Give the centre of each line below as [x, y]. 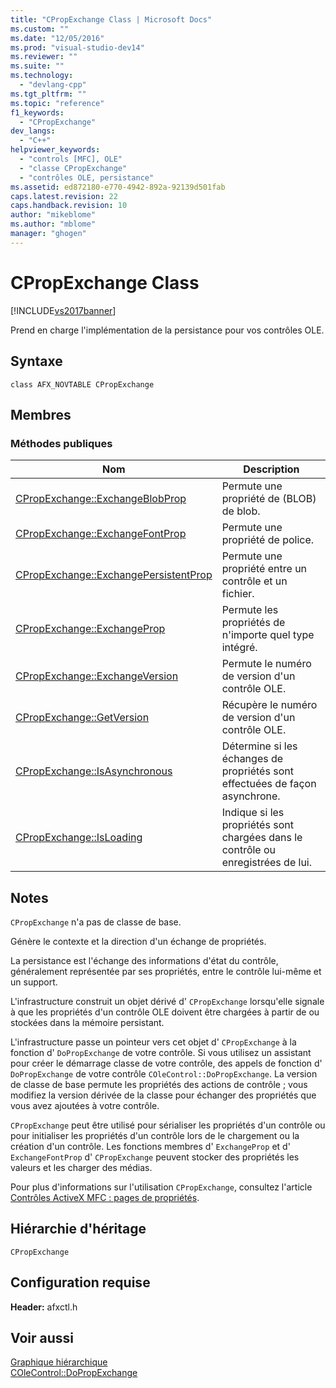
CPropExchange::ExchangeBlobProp [101, 499]
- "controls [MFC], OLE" [71, 159]
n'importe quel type [268, 635]
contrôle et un [254, 581]
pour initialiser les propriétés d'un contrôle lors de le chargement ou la [155, 1135]
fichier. [238, 594]
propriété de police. [268, 540]
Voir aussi [42, 1338]
